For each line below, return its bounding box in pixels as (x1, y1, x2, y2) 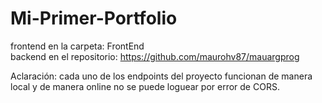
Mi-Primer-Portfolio (10, 7, 178, 30)
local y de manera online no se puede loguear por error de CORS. (10, 80, 280, 92)
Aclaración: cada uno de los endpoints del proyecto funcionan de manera (10, 70, 313, 82)
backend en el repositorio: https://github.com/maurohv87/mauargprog (10, 50, 300, 62)
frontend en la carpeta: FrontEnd (10, 40, 145, 52)
